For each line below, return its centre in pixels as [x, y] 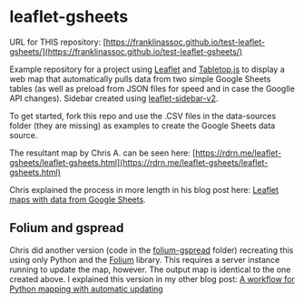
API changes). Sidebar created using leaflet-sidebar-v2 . [114, 98]
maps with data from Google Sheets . [78, 199]
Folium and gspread [67, 228]
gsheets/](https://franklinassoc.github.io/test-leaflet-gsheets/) [126, 51]
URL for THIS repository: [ [58, 42]
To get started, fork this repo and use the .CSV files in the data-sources [143, 116]
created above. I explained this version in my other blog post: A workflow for [152, 278]
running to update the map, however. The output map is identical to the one [150, 269]
